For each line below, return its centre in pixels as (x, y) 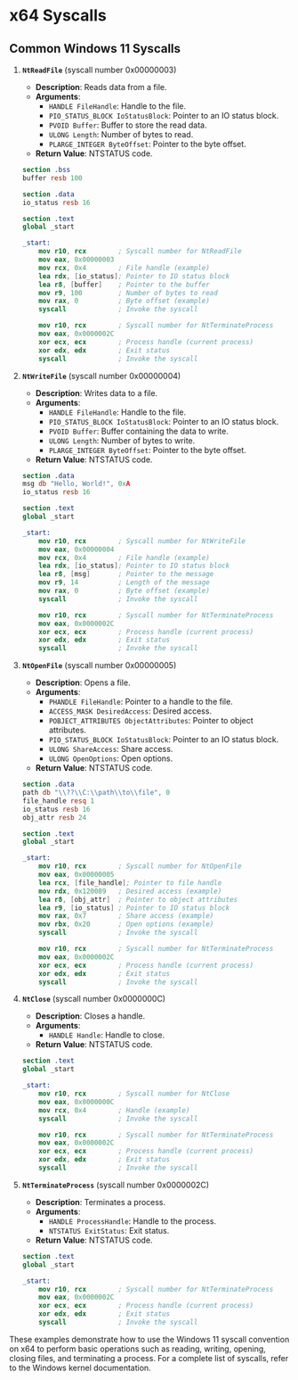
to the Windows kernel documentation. (80, 1368)
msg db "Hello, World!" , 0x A (76, 484)
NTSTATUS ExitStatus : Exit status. (109, 1230)
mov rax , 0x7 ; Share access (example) (126, 916)
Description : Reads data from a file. (101, 87)
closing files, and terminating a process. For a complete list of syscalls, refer (149, 1358)
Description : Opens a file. (83, 682)
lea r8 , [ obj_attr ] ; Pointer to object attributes (138, 899)
